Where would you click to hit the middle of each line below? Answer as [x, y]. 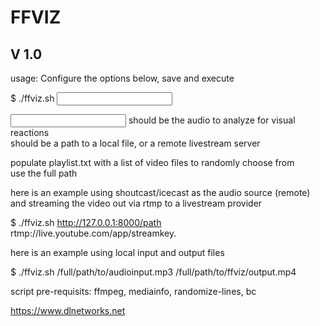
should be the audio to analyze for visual [212, 120]
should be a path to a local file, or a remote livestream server [135, 143]
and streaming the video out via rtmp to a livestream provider [136, 203]
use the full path [44, 173]
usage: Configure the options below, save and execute [122, 78]
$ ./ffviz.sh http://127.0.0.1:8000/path [86, 222]
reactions [30, 132]
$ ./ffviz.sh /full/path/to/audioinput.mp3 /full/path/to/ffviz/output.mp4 [153, 272]
